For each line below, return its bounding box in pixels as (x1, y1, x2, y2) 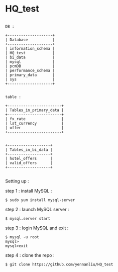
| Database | (5, 37, 55, 42)
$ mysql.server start (5, 216, 51, 221)
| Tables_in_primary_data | (5, 108, 64, 113)
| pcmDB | (5, 63, 55, 68)
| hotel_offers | (5, 156, 53, 161)
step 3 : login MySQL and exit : (5, 225, 69, 231)
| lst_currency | (5, 121, 64, 126)
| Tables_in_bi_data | (5, 147, 53, 152)
